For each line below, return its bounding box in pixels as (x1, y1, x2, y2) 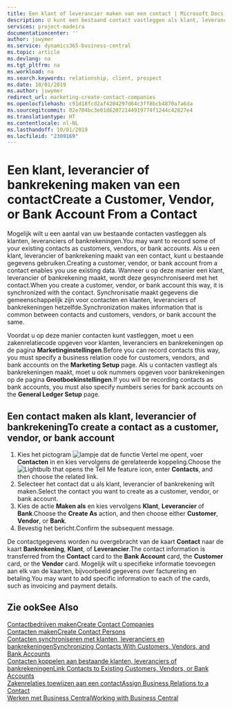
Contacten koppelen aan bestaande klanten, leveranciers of (7, 656, 177, 665)
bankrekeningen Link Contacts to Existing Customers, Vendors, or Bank (7, 664, 209, 672)
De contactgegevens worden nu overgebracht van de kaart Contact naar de (7, 538, 224, 545)
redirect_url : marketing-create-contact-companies (7, 94, 156, 101)
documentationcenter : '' (7, 29, 79, 37)
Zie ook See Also (7, 602, 79, 613)
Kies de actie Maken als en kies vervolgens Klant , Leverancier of (17, 502, 205, 510)
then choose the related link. (17, 473, 99, 480)
